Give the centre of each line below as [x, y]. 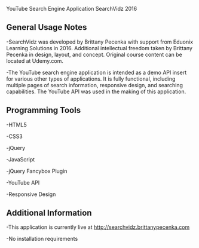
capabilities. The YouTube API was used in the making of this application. [96, 91]
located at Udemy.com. [35, 61]
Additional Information [49, 213]
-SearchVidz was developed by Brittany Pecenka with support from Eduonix [99, 42]
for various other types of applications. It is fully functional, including [91, 79]
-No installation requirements [42, 239]
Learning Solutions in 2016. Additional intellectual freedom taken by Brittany [99, 48]
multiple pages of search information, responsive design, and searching [95, 85]
